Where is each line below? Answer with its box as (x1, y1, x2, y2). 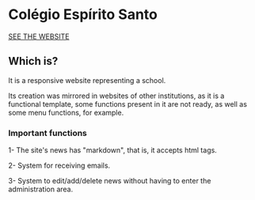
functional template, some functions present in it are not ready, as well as (8, 99, 248, 108)
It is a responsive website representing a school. (8, 75, 166, 85)
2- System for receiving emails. (8, 160, 111, 171)
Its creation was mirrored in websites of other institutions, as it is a (8, 91, 225, 100)
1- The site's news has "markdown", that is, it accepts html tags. (8, 145, 218, 155)
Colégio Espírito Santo (8, 6, 158, 24)
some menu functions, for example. (8, 108, 124, 117)
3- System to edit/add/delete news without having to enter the (8, 176, 211, 186)
